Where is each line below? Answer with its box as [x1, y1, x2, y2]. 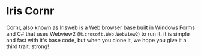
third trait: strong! [6, 43, 49, 50]
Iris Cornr [6, 4, 55, 18]
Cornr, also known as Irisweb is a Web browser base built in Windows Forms [6, 24, 195, 31]
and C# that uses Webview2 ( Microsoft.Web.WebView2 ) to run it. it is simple [6, 30, 190, 37]
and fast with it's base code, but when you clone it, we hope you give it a [6, 36, 187, 43]
